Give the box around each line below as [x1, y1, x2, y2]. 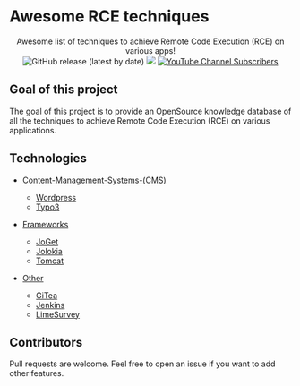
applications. [9, 124, 56, 135]
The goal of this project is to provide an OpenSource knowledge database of [9, 106, 292, 116]
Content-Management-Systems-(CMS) [21, 175, 167, 185]
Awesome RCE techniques [9, 6, 210, 27]
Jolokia [35, 245, 63, 256]
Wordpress [35, 192, 77, 202]
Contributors [9, 334, 83, 350]
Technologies [9, 150, 88, 167]
